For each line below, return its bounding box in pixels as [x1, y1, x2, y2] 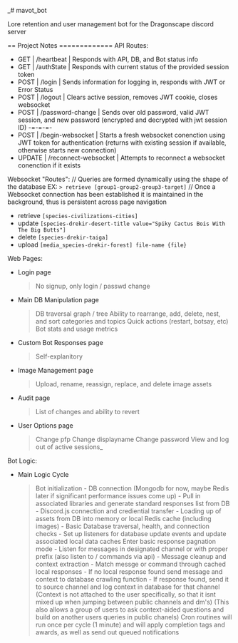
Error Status [17, 86, 53, 93]
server [7, 28, 27, 36]
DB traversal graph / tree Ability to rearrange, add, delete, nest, [35, 309, 221, 318]
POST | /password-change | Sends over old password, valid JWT [17, 108, 209, 116]
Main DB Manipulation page [17, 296, 100, 304]
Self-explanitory [35, 352, 83, 361]
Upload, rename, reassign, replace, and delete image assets [35, 380, 212, 388]
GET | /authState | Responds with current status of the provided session [17, 63, 229, 71]
